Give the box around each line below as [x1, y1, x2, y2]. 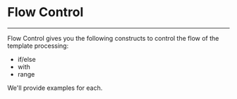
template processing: [7, 41, 69, 50]
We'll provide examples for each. [7, 84, 103, 92]
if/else [17, 55, 37, 63]
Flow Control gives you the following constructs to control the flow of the [7, 34, 219, 42]
